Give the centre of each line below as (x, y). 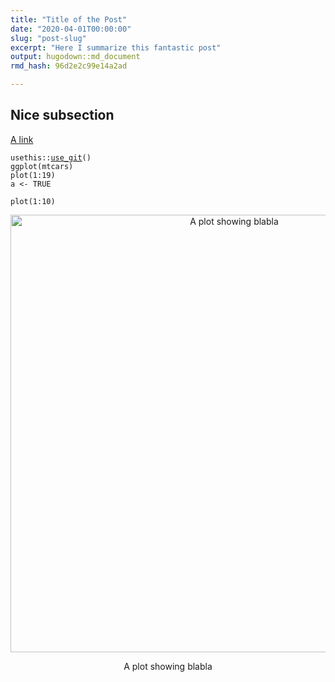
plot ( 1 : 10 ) (33, 201)
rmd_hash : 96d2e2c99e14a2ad (69, 66)
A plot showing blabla (168, 666)
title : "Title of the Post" (69, 19)
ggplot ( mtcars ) (42, 166)
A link (22, 139)
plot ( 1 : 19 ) (33, 175)
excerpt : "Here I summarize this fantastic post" (116, 47)
